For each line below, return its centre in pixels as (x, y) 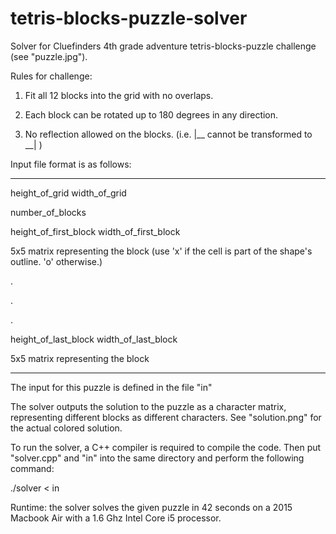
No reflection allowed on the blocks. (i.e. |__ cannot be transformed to (168, 134)
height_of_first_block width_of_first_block (95, 231)
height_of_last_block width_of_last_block (94, 339)
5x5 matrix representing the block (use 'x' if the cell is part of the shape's (161, 251)
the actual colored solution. (66, 428)
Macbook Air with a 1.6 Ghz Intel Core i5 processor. (116, 518)
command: (32, 468)
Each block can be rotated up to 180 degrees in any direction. (151, 114)
